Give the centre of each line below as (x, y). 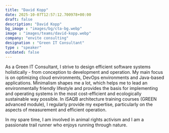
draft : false (19, 19)
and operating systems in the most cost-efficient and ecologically (73, 94)
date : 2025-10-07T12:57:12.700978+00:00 (48, 15)
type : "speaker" (23, 48)
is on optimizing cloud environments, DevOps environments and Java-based (85, 77)
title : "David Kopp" (27, 10)
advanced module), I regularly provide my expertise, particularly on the (79, 104)
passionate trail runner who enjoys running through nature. (66, 125)
